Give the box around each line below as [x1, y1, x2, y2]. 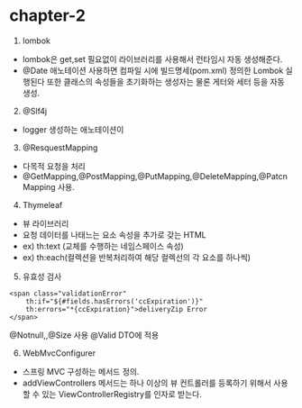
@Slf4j [22, 105, 48, 116]
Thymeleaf [22, 199, 63, 210]
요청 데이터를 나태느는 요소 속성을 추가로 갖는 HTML [22, 229, 206, 240]
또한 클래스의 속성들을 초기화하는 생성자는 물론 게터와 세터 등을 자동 [46, 76, 286, 86]
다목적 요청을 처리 [22, 160, 86, 171]
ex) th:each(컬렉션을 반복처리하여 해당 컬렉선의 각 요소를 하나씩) [22, 251, 251, 262]
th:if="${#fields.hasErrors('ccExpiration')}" [25, 296, 204, 306]
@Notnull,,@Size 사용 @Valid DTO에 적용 [9, 330, 160, 340]
